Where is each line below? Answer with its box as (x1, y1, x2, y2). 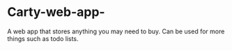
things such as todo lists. (7, 34, 79, 42)
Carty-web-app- (7, 4, 106, 20)
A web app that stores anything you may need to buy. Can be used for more (7, 27, 225, 35)
